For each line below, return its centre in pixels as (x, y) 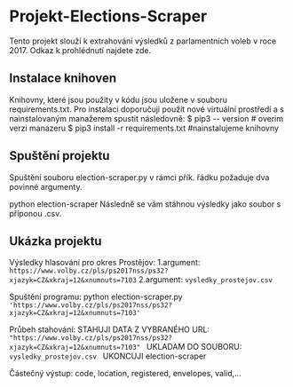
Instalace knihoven (63, 79)
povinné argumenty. (46, 186)
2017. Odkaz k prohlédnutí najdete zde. (80, 50)
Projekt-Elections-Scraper (108, 16)
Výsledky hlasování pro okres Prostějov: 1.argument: (105, 263)
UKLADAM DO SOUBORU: (194, 347)
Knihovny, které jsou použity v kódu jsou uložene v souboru (119, 99)
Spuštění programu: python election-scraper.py (96, 297)
